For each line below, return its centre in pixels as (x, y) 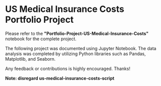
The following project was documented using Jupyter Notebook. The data (81, 48)
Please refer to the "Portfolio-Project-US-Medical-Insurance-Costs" (77, 33)
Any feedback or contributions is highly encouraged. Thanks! (68, 69)
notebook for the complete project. (41, 39)
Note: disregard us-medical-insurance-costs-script (60, 78)
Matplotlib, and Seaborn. (30, 59)
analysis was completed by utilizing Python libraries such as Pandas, (76, 54)
